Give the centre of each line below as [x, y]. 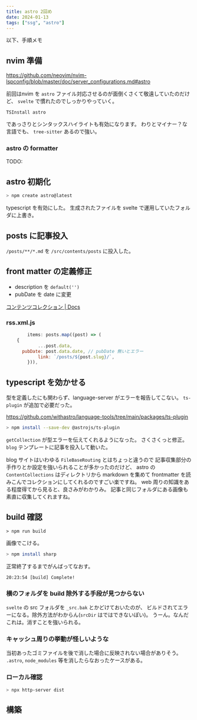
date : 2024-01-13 [27, 17]
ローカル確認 [24, 677]
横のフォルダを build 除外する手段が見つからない [75, 593]
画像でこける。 [24, 543]
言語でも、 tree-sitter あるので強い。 [53, 131]
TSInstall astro [26, 112]
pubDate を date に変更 [43, 294]
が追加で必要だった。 [49, 405]
